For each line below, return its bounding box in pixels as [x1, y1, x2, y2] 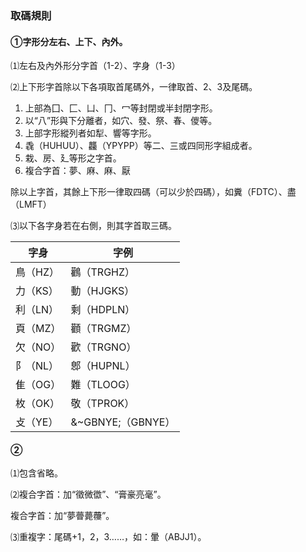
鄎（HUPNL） [70, 359, 136, 373]
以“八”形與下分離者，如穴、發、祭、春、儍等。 [24, 115, 218, 127]
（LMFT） [10, 198, 52, 211]
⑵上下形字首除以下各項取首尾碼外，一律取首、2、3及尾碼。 [10, 81, 258, 93]
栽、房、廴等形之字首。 [24, 152, 122, 164]
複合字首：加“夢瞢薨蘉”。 [10, 510, 115, 522]
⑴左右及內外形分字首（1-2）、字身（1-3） [10, 60, 181, 72]
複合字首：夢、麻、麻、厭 [24, 165, 131, 177]
